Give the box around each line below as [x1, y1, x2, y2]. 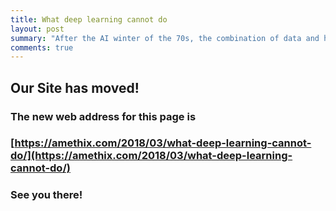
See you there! [10, 188, 83, 202]
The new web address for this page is [10, 109, 197, 123]
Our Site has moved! [10, 79, 140, 96]
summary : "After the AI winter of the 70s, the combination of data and [10, 33, 320, 43]
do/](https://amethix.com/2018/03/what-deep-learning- [10, 149, 293, 163]
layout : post [10, 24, 65, 34]
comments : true [10, 42, 74, 53]
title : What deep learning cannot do [10, 14, 168, 25]
